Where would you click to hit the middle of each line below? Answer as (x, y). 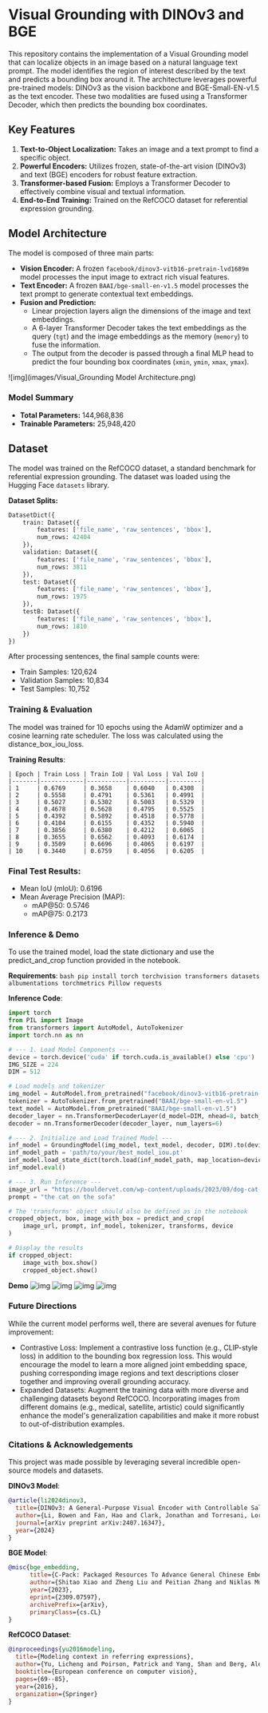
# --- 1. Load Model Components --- (69, 1049)
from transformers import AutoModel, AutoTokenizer (96, 1028)
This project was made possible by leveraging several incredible (114, 1462)
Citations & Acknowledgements (71, 1445)
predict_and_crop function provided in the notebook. (95, 961)
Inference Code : (35, 998)
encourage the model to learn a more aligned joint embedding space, (133, 1364)
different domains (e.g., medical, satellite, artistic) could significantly (132, 1406)
